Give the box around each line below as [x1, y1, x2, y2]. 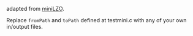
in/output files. [6, 23, 43, 30]
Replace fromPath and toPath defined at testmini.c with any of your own [6, 17, 187, 23]
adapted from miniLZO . [6, 5, 64, 12]
